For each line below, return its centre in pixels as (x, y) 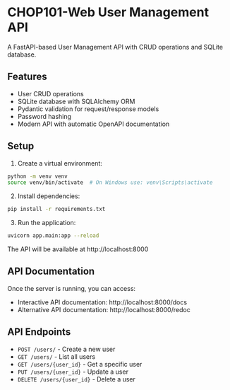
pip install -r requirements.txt (56, 210)
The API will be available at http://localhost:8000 (78, 249)
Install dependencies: (49, 196)
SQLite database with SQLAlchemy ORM (76, 101)
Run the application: (47, 223)
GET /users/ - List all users (56, 356)
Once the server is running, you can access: (72, 288)
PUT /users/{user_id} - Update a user (73, 372)
